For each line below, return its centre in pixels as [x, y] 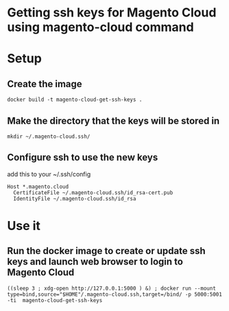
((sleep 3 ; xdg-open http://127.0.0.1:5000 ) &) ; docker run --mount [111, 288]
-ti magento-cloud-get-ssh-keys [55, 300]
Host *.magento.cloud [38, 187]
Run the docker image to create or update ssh [106, 251]
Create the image [45, 84]
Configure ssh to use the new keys [83, 158]
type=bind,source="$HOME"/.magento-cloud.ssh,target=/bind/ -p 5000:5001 [115, 294]
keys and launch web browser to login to [95, 262]
